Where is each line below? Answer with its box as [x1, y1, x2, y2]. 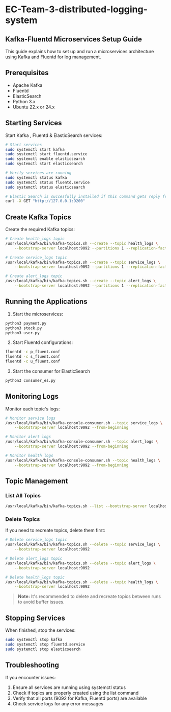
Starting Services [5, 119, 62, 127]
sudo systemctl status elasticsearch [5, 185, 85, 190]
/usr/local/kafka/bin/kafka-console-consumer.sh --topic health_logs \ [5, 457, 160, 463]
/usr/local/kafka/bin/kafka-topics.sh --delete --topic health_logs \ [5, 579, 158, 585]
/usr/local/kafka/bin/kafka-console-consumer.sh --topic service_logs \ [5, 420, 163, 425]
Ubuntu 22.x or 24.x [12, 104, 55, 110]
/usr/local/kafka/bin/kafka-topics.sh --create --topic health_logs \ [5, 241, 158, 246]
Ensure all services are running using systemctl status [12, 684, 126, 691]
